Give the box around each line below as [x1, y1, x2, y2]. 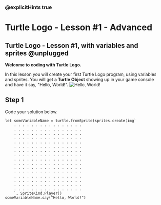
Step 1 [5, 96, 24, 104]
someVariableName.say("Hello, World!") [5, 195, 86, 200]
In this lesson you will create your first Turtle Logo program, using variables [5, 71, 157, 77]
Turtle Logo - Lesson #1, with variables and [5, 41, 139, 50]
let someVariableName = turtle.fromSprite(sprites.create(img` [5, 118, 137, 123]
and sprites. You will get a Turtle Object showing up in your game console [5, 76, 154, 82]
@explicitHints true [5, 4, 52, 11]
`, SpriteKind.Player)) [14, 191, 62, 196]
